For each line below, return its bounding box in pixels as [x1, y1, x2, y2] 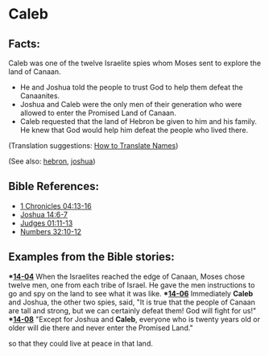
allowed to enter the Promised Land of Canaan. [19, 108, 176, 118]
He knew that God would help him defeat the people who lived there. [19, 126, 248, 135]
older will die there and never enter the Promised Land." [8, 323, 193, 333]
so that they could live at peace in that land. [8, 338, 153, 348]
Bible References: [8, 180, 99, 193]
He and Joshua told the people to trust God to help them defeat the [19, 82, 243, 92]
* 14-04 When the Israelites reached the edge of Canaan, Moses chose [8, 271, 246, 281]
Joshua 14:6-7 [19, 209, 68, 219]
